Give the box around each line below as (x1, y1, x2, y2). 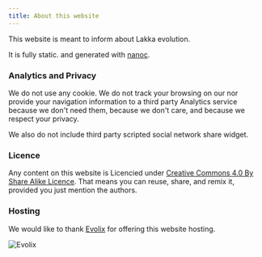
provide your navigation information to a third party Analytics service (8, 96, 238, 106)
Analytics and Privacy (8, 70, 97, 81)
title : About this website (8, 11, 99, 20)
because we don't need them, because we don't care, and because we (8, 105, 245, 115)
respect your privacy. (8, 114, 79, 124)
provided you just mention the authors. (8, 185, 137, 195)
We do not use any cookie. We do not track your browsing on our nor (8, 88, 239, 98)
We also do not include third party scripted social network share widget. (8, 129, 249, 139)
